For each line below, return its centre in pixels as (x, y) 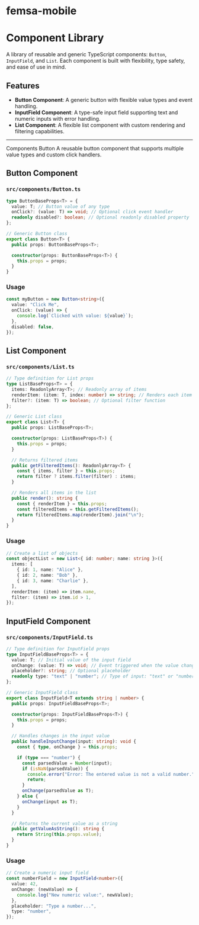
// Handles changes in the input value (61, 736)
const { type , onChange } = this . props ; (67, 747)
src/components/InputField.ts (50, 637)
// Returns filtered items (45, 460)
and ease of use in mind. (36, 67)
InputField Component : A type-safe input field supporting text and (96, 112)
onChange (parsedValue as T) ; (58, 791)
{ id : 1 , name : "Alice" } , (50, 570)
